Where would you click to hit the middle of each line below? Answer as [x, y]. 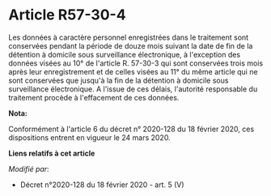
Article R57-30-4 [68, 15]
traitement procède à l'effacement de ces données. [94, 97]
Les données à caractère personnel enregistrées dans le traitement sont [129, 37]
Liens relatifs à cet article [52, 153]
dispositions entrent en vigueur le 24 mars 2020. [90, 137]
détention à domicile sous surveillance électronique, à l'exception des [125, 54]
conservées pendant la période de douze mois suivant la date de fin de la [131, 45]
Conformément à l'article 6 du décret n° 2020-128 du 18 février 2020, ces [131, 129]
